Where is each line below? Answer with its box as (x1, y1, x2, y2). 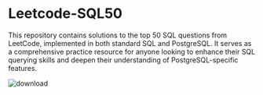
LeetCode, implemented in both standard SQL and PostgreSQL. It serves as (8, 38, 252, 47)
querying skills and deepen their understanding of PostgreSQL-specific (8, 55, 239, 65)
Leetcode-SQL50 (8, 5, 123, 23)
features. (8, 63, 38, 72)
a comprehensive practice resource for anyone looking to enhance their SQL (8, 47, 256, 56)
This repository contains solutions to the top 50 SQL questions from (8, 30, 228, 40)
